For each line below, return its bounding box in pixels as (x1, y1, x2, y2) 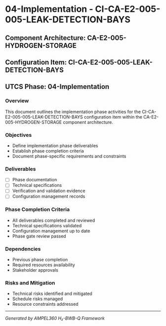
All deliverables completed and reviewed (12, 217, 95, 223)
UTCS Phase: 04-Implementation (5, 82, 110, 91)
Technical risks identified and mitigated (12, 290, 92, 297)
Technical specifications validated (12, 222, 82, 228)
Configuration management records (12, 194, 85, 200)
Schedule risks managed (12, 296, 63, 302)
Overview (5, 97, 29, 104)
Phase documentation (12, 177, 57, 183)
